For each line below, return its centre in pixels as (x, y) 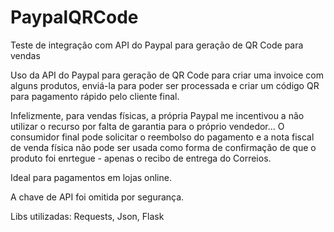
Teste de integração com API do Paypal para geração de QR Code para (157, 45)
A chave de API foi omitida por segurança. (97, 197)
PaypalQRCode (74, 17)
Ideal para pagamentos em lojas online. (91, 177)
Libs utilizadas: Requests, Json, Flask (87, 216)
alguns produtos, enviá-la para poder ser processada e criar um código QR (165, 85)
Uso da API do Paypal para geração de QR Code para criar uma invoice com (167, 75)
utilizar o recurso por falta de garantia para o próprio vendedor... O (147, 126)
